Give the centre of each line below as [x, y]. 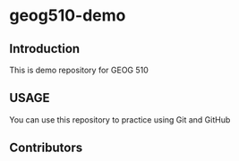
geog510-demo [68, 16]
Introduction [45, 49]
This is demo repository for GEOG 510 [79, 70]
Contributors [46, 148]
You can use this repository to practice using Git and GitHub [120, 119]
